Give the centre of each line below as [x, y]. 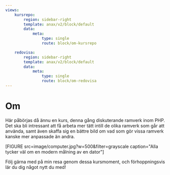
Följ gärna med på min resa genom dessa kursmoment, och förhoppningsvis [85, 162]
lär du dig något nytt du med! [36, 167]
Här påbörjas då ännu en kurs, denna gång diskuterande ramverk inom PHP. [85, 120]
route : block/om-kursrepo [69, 43]
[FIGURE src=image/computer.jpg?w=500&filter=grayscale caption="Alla [82, 146]
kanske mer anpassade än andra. [40, 136]
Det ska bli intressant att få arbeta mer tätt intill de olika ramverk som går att [85, 126]
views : [12, 10]
